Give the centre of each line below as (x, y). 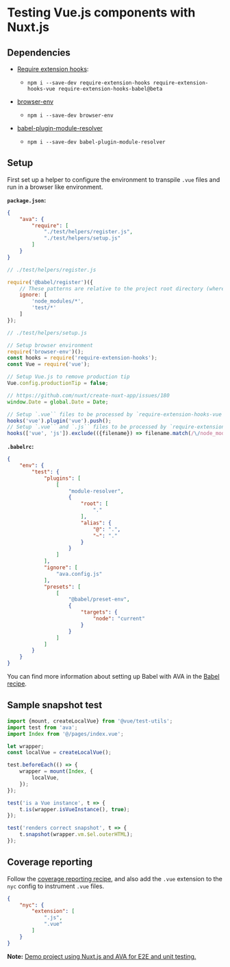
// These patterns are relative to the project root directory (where (122, 289)
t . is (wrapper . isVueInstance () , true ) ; (75, 809)
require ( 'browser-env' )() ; (46, 351)
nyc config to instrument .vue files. (56, 886)
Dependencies (39, 53)
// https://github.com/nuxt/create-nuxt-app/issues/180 (88, 395)
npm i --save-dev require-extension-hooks (89, 83)
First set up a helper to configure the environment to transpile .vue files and (114, 179)
